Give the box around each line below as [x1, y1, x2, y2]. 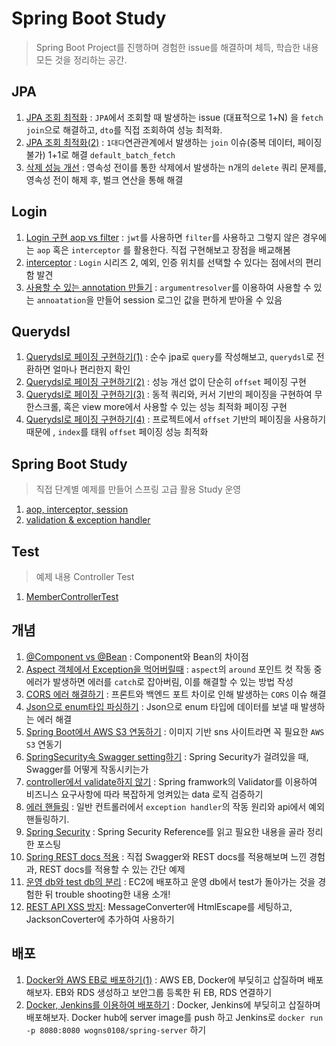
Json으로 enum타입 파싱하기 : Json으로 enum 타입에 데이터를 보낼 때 [25, 700, 299, 712]
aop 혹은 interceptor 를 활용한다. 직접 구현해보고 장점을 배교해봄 [36, 243, 291, 256]
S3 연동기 [25, 738, 63, 750]
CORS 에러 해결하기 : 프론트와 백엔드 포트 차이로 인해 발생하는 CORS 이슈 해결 [25, 688, 327, 700]
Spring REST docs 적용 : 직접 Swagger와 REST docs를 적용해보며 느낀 [25, 850, 308, 862]
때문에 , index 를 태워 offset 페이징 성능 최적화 [25, 426, 209, 438]
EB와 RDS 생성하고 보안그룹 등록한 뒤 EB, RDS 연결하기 [55, 986, 273, 998]
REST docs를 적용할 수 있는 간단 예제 [39, 863, 186, 875]
